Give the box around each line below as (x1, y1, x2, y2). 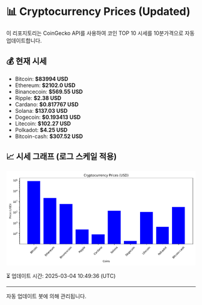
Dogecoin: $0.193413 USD (14, 113, 81, 121)
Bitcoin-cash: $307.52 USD (14, 133, 83, 140)
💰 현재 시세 (6, 56, 47, 67)
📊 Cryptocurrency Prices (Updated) (6, 5, 191, 19)
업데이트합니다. (6, 37, 42, 44)
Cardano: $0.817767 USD (14, 100, 79, 108)
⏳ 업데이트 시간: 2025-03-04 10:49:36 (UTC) (6, 272, 116, 279)
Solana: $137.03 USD (14, 107, 68, 114)
